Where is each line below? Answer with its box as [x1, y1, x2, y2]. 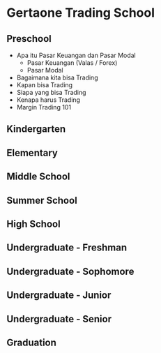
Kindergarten [6, 123, 66, 135]
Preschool [6, 33, 52, 45]
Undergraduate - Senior [6, 313, 112, 325]
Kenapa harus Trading [16, 96, 81, 104]
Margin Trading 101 [16, 103, 71, 111]
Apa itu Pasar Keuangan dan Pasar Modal [16, 51, 137, 59]
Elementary [6, 147, 59, 158]
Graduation [6, 336, 57, 348]
